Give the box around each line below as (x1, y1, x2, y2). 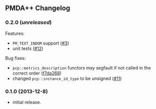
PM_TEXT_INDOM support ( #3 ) (12, 40, 69, 46)
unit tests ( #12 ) (12, 45, 43, 51)
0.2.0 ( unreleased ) (5, 19, 52, 26)
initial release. (12, 99, 41, 105)
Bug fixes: (5, 55, 26, 61)
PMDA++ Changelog (5, 4, 70, 12)
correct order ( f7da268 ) (12, 70, 61, 76)
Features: (5, 30, 25, 36)
